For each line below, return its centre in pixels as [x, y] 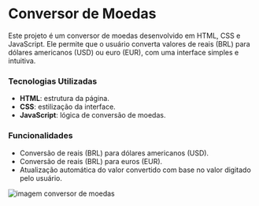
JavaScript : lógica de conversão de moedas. [92, 115]
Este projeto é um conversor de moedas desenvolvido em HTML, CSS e [124, 36]
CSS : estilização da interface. [67, 107]
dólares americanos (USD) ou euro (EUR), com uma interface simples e [124, 52]
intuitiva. [22, 61]
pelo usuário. [41, 178]
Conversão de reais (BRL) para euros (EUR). [91, 161]
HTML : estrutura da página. [65, 99]
